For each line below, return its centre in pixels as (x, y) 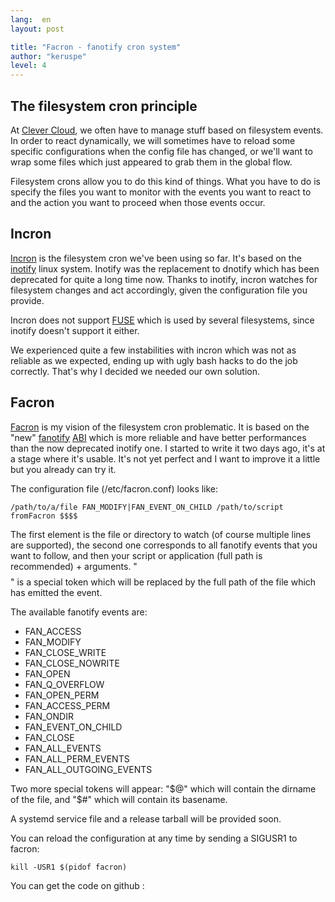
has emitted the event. (56, 592)
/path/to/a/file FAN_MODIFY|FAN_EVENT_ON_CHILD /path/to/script (147, 507)
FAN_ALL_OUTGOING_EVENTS (88, 769)
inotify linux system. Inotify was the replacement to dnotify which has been (165, 268)
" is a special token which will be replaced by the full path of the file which (163, 582)
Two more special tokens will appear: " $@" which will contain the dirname (163, 788)
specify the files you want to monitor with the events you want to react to (161, 192)
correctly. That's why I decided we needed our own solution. (135, 371)
